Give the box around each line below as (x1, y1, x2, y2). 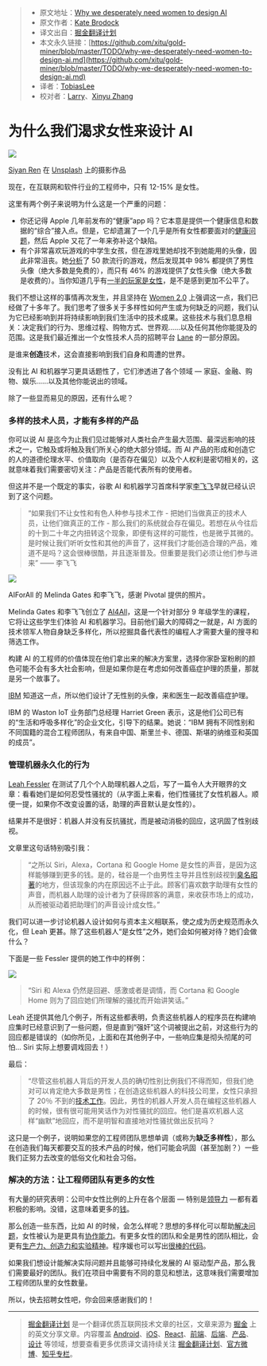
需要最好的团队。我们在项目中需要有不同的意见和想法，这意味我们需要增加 (14, 1267, 259, 1278)
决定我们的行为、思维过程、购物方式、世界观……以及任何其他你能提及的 (21, 322, 257, 332)
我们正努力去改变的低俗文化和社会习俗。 (8, 1152, 141, 1162)
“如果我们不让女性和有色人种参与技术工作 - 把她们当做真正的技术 (27, 508, 241, 518)
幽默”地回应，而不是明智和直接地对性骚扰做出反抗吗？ (37, 1116, 216, 1125)
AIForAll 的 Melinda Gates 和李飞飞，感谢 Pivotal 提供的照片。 (8, 590, 211, 600)
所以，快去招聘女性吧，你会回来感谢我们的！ (8, 1294, 155, 1304)
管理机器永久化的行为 (8, 760, 90, 771)
